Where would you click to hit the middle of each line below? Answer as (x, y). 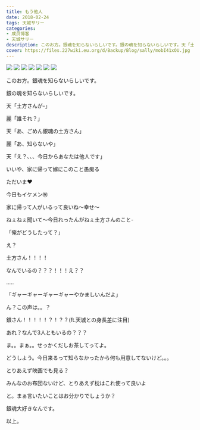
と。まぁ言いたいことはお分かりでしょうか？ (61, 395)
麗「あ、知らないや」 (32, 144)
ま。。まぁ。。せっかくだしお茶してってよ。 (58, 345)
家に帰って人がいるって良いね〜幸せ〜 (53, 207)
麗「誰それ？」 (24, 118)
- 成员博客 (18, 34)
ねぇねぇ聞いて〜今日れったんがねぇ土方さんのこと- (70, 219)
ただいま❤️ (19, 182)
